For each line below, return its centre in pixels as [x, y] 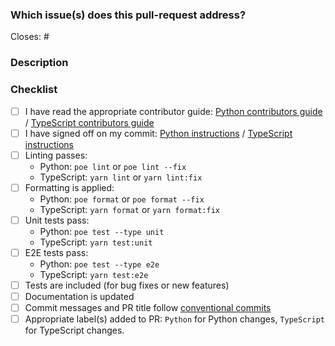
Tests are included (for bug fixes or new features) [127, 285]
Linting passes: [56, 155]
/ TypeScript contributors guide [89, 122]
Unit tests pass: [57, 220]
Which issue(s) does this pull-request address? [128, 15]
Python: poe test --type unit [102, 231]
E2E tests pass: [56, 252]
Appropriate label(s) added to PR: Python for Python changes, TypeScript [174, 319]
